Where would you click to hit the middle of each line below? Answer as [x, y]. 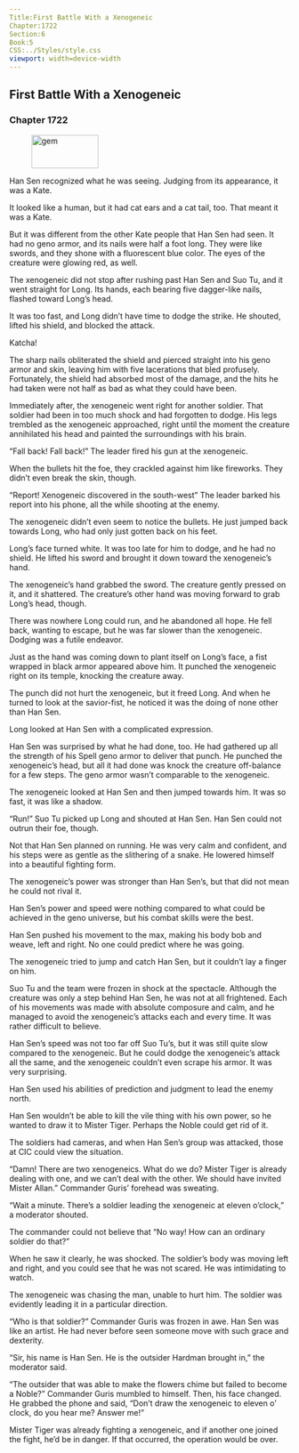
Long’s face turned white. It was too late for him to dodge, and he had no [142, 548]
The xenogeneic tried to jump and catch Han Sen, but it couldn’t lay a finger [148, 961]
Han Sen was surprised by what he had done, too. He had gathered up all [144, 746]
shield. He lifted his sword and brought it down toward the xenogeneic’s [141, 558]
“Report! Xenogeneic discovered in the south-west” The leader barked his [145, 495]
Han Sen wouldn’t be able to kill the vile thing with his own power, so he [141, 1115]
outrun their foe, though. [54, 827]
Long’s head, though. [48, 603]
